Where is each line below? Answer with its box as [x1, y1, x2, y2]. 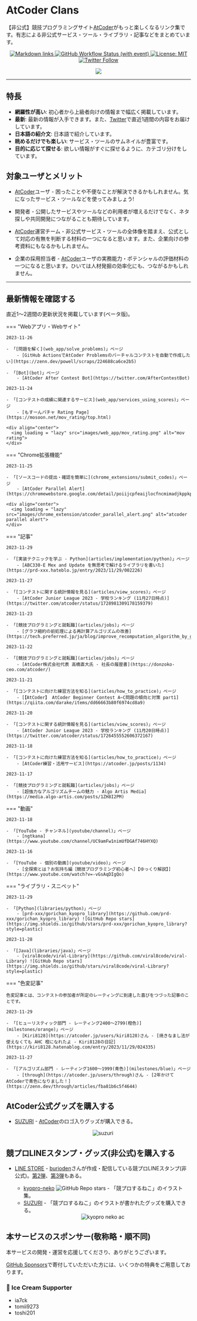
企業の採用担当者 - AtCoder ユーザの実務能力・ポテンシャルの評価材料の [14, 255, 189, 262]
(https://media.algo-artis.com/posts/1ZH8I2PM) [6, 794, 125, 800]
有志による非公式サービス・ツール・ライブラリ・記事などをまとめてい [15, 31, 186, 38]
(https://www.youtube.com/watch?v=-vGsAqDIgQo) [6, 872, 125, 878]
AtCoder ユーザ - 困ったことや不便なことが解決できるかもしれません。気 [14, 188, 189, 195]
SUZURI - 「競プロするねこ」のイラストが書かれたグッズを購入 [23, 1199, 176, 1206]
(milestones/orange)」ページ [6, 1027, 74, 1033]
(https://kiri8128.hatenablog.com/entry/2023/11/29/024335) [6, 1045, 157, 1050]
